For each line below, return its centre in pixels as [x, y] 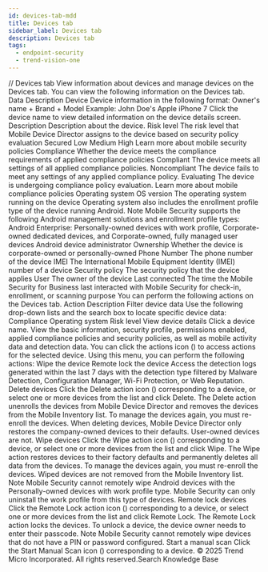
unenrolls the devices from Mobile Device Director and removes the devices [133, 406]
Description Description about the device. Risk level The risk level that [124, 126]
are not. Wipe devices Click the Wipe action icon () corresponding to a [124, 440]
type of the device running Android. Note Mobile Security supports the [125, 210]
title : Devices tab [41, 23]
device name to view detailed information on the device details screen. [125, 117]
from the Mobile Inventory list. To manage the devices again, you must [124, 414]
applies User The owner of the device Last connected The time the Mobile [131, 278]
